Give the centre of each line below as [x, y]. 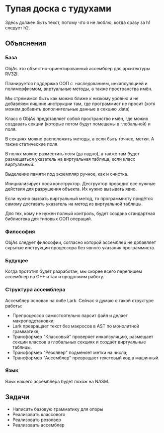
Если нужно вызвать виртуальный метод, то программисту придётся [79, 198]
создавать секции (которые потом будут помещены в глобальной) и [78, 124]
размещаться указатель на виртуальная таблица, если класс [70, 159]
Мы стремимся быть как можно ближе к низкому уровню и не [72, 98]
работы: [14, 306]
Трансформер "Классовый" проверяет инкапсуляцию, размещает [83, 336]
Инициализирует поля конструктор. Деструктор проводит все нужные [80, 183]
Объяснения [26, 44]
